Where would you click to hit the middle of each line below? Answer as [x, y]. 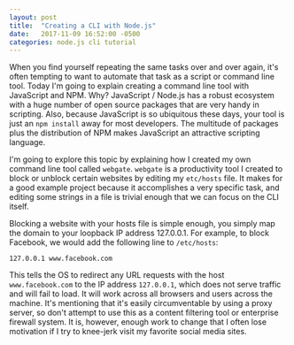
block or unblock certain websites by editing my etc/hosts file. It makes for [146, 179]
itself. [19, 207]
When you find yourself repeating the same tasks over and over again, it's [144, 67]
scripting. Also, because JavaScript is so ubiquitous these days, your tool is [147, 114]
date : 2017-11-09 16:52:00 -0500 [75, 34]
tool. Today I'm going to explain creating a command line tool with [129, 86]
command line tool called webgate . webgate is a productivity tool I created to [146, 169]
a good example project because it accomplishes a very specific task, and [144, 188]
